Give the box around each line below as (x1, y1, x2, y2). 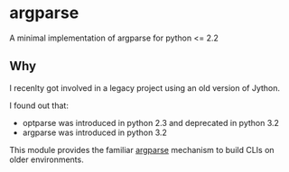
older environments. (9, 154, 84, 165)
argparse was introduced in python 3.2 (22, 127, 167, 138)
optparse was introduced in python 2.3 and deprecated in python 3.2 (22, 117, 280, 128)
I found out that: (9, 100, 70, 111)
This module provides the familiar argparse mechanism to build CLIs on (9, 144, 275, 155)
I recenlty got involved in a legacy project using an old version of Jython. (9, 82, 281, 93)
